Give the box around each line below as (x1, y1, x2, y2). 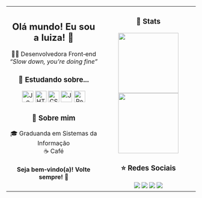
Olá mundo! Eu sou (11, 20, 96, 32)
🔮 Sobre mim (32, 113, 76, 123)
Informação (37, 139, 70, 147)
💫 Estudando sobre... (18, 75, 89, 84)
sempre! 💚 (38, 173, 69, 181)
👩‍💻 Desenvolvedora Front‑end (11, 50, 96, 58)
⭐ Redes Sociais (120, 164, 176, 173)
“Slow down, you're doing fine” (10, 57, 98, 66)
